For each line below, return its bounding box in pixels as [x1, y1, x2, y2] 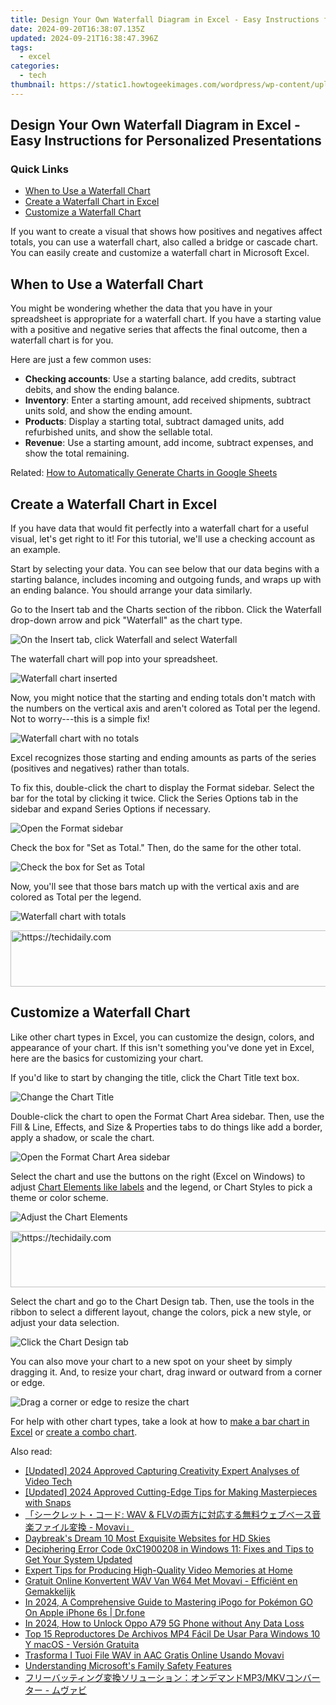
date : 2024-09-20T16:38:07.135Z [10, 24, 145, 34]
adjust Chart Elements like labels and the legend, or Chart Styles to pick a [10, 1181, 313, 1193]
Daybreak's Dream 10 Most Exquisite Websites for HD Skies [24, 1532, 271, 1544]
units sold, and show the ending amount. [24, 405, 193, 417]
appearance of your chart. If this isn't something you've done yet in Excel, [10, 1041, 315, 1053]
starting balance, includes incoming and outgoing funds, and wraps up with [10, 574, 322, 586]
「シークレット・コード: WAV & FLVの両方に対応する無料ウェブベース [24, 1508, 313, 1520]
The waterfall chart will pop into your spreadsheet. [10, 653, 218, 665]
